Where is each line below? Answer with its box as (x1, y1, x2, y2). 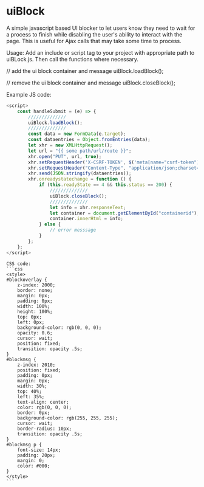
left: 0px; (17, 319, 45, 325)
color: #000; (17, 463, 50, 469)
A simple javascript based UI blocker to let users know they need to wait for (6, 24, 195, 32)
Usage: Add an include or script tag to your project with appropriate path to (6, 49, 195, 56)
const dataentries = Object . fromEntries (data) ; (28, 137, 151, 143)
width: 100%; (17, 303, 50, 309)
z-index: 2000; (17, 281, 56, 288)
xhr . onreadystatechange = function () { (28, 176, 132, 182)
